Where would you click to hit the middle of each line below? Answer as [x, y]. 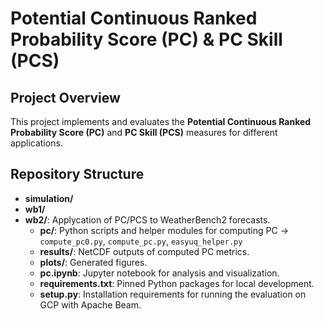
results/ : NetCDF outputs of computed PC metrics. [144, 251]
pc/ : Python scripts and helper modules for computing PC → [164, 230]
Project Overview [65, 97]
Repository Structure [77, 174]
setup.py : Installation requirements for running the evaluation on [173, 294]
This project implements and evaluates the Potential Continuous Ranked [161, 121]
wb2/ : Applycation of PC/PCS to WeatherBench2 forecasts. [147, 219]
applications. [36, 143]
